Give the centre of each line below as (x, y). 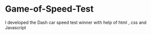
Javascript (16, 27)
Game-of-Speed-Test (49, 9)
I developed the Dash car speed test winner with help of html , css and (76, 22)
